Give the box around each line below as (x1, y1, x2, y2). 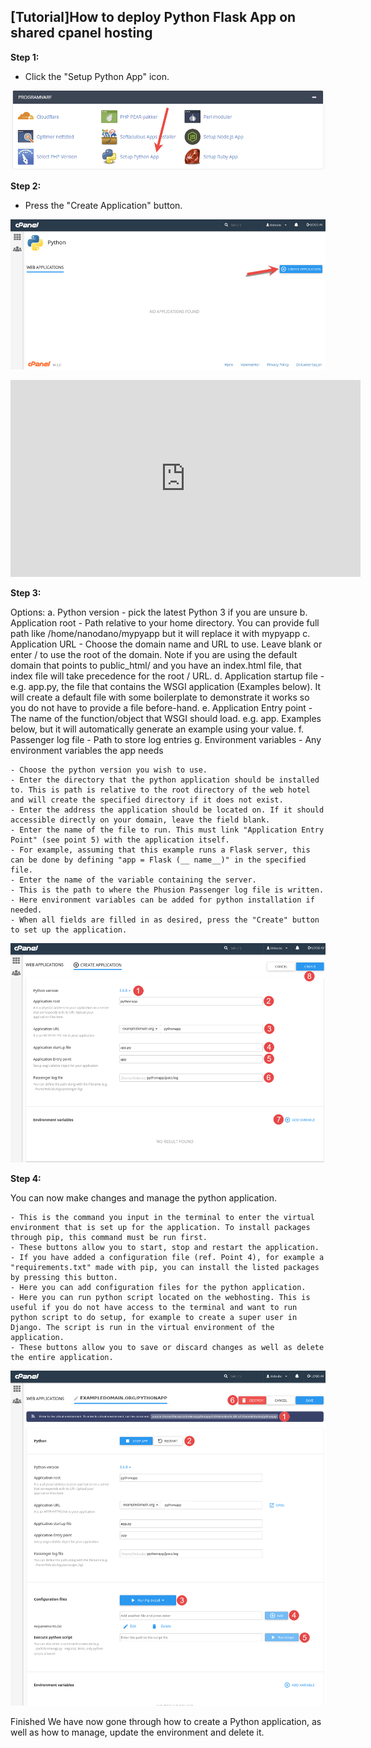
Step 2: (10, 180, 42, 192)
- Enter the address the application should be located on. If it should (10, 805, 325, 815)
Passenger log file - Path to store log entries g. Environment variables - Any (10, 734, 322, 746)
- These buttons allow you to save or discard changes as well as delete (10, 1342, 325, 1352)
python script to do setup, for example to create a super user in (10, 1312, 298, 1322)
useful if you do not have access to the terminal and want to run (10, 1302, 298, 1312)
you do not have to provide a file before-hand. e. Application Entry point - (10, 702, 313, 714)
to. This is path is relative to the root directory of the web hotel (10, 785, 311, 795)
